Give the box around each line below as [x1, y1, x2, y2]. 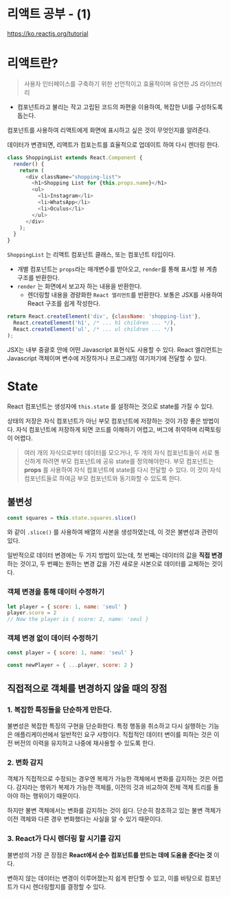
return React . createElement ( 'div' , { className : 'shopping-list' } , [7, 313, 201, 320]
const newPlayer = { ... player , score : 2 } [7, 662, 134, 669]
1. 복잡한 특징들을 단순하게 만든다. [7, 705, 112, 714]
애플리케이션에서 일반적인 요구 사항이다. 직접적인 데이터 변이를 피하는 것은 [14, 730, 213, 738]
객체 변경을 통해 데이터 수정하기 [7, 587, 105, 597]
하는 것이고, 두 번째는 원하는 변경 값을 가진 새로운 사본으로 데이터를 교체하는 [7, 560, 211, 568]
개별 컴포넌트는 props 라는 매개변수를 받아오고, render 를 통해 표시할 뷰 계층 [16, 265, 218, 273]
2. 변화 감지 [7, 758, 43, 767]
